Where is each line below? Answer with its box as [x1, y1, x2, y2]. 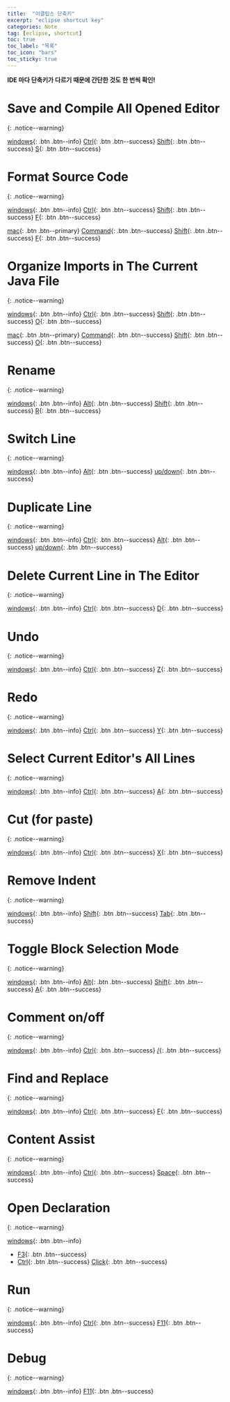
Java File [7, 273, 60, 289]
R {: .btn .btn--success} [35, 406, 101, 415]
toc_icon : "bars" [7, 50, 58, 56]
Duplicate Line [7, 499, 92, 515]
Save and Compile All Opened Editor [7, 100, 220, 116]
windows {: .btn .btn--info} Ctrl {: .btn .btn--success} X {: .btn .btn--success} [7, 848, 224, 857]
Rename [7, 362, 56, 378]
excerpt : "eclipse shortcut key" [7, 17, 104, 24]
